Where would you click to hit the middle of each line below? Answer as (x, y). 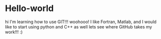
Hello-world (29, 8)
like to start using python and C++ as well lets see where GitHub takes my (79, 26)
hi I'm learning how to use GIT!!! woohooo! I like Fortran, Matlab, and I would (81, 22)
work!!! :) (14, 32)
